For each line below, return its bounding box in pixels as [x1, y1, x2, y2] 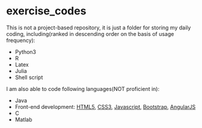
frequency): [6, 36, 35, 44]
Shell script [14, 74, 43, 81]
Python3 [14, 48, 36, 55]
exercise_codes [6, 4, 87, 18]
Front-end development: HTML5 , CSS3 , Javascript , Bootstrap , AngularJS [14, 103, 196, 110]
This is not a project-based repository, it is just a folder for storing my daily [6, 24, 191, 31]
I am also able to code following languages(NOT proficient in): [6, 85, 160, 92]
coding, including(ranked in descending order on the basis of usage [6, 30, 174, 37]
